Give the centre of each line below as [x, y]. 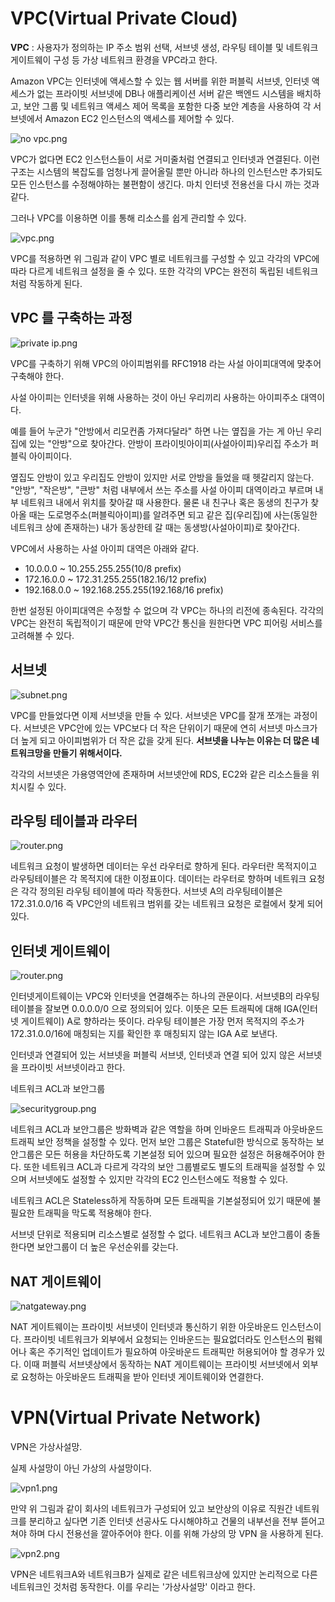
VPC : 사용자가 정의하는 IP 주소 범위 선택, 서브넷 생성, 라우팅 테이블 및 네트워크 [164, 47]
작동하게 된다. [55, 283]
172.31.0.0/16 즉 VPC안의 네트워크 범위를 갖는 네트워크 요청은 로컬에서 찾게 [157, 904]
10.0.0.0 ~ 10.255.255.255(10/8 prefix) [103, 568]
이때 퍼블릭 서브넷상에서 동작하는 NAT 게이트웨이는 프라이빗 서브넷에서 [161, 1364]
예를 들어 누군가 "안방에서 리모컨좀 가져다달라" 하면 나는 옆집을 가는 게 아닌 [157, 431]
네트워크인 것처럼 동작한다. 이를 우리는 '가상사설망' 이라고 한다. [133, 1586]
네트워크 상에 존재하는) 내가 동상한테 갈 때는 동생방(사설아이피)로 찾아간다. [155, 527]
